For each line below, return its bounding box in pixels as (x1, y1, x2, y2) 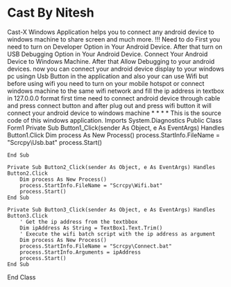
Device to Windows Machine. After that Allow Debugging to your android (7, 57, 215, 65)
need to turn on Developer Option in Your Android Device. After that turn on (7, 42, 223, 51)
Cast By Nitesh (7, 5, 95, 21)
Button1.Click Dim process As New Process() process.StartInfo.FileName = (7, 130, 221, 139)
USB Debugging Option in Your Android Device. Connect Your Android (7, 50, 208, 58)
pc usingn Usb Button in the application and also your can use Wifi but (7, 71, 209, 80)
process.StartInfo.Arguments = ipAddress (19, 248, 141, 256)
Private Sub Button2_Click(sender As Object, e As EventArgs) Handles (7, 164, 216, 171)
